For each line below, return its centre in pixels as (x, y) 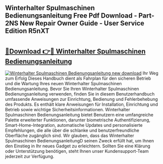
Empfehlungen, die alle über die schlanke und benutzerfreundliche (72, 130)
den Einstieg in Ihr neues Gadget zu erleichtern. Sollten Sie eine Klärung (78, 146)
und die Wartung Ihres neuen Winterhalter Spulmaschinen (64, 83)
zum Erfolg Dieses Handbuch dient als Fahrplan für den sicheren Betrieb (78, 78)
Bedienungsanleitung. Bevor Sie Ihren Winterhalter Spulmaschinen (72, 89)
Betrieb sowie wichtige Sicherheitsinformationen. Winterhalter (68, 109)
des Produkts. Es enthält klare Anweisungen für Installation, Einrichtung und (81, 104)
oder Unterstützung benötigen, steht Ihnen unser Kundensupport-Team (77, 151)
